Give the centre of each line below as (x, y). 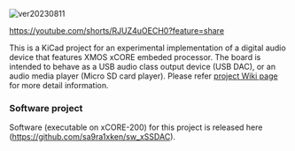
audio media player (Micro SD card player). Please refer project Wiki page (144, 76)
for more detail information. (59, 85)
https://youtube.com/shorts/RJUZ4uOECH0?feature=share (116, 30)
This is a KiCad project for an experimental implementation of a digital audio (147, 48)
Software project (46, 108)
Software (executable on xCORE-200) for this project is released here (136, 127)
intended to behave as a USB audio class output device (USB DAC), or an (143, 67)
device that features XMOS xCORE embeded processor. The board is (135, 57)
